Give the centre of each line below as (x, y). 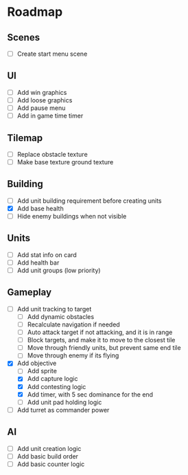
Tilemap (25, 138)
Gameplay (30, 292)
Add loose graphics (45, 100)
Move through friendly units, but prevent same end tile (104, 348)
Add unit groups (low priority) (59, 270)
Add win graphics (42, 92)
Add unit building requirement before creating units (89, 201)
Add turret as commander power (63, 410)
